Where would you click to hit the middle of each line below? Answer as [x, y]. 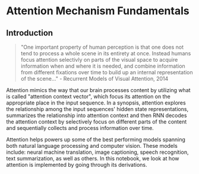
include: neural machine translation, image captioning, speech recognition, [97, 152]
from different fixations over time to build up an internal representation [107, 72]
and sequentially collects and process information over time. [80, 128]
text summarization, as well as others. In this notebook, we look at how [93, 158]
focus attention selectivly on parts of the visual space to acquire [99, 60]
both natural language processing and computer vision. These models [92, 146]
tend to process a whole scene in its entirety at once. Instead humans [106, 53]
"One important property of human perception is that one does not [102, 47]
